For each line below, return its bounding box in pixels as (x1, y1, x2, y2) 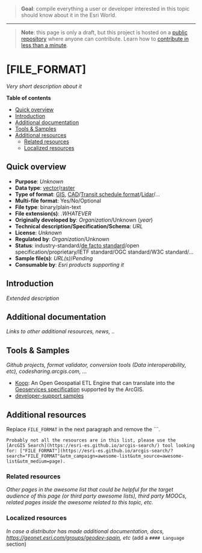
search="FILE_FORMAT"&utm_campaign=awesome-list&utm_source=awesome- (6, 453, 185, 459)
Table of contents (6, 94, 51, 101)
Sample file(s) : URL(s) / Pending (14, 254, 93, 261)
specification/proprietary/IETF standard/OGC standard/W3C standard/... (14, 248, 194, 255)
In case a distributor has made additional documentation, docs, (6, 527, 164, 535)
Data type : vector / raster (14, 184, 75, 192)
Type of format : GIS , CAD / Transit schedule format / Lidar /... (14, 190, 161, 198)
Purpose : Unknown (14, 178, 64, 185)
